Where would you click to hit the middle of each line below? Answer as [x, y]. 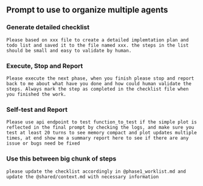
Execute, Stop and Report [45, 66]
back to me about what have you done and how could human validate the [99, 84]
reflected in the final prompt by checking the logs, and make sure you [100, 128]
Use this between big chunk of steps [61, 159]
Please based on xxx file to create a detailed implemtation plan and [98, 40]
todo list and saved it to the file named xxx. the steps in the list [98, 45]
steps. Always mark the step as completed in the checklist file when [98, 89]
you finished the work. [36, 94]
